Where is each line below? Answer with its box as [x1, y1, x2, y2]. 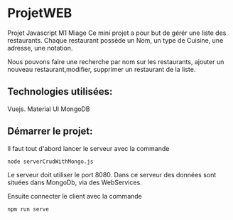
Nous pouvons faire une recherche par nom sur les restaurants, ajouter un [7, 57, 224, 66]
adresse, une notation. [7, 43, 73, 52]
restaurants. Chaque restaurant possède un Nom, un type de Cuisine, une [7, 36, 224, 44]
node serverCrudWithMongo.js [7, 158, 94, 165]
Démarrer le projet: [7, 125, 94, 137]
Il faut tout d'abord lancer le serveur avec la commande [7, 144, 170, 152]
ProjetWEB [7, 5, 72, 21]
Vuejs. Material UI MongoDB [7, 105, 90, 113]
